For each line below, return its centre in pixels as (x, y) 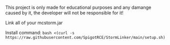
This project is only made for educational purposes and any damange (78, 7)
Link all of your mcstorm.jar (34, 23)
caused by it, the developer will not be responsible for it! (64, 13)
